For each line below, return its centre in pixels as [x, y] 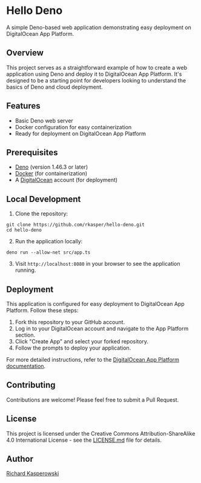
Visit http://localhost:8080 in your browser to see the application [97, 264]
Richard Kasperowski [33, 473]
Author [20, 459]
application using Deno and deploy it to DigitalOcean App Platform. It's [94, 74]
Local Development [44, 199]
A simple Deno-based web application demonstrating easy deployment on [99, 27]
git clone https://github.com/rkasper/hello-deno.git [76, 225]
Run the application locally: [49, 241]
